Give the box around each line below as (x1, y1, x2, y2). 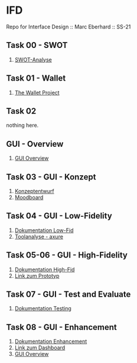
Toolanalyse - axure (14, 233, 64, 240)
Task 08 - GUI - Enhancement (6, 322, 117, 332)
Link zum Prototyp (14, 272, 60, 279)
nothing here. (6, 122, 39, 129)
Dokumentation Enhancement (14, 338, 87, 345)
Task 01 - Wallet (6, 73, 66, 83)
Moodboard (14, 194, 44, 201)
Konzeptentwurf (14, 188, 54, 194)
